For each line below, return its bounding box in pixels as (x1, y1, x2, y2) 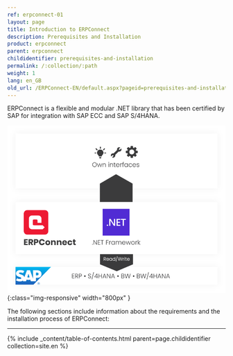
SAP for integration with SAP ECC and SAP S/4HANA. (7, 112, 160, 120)
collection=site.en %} (7, 341, 69, 350)
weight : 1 (7, 69, 36, 76)
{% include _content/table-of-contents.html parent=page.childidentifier (7, 334, 211, 343)
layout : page (7, 18, 45, 26)
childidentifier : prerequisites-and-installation (7, 56, 154, 62)
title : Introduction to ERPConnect (7, 26, 110, 33)
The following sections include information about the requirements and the (7, 307, 221, 315)
